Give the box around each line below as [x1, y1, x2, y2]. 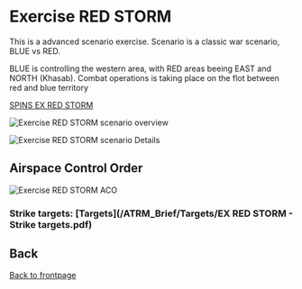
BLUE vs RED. [9, 45, 60, 56]
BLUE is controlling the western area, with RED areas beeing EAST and [9, 63, 272, 74]
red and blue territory [9, 82, 88, 93]
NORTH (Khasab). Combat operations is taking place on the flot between [9, 72, 279, 83]
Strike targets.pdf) [9, 218, 93, 230]
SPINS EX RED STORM [9, 99, 94, 110]
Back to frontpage [9, 270, 77, 281]
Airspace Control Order [9, 160, 143, 176]
